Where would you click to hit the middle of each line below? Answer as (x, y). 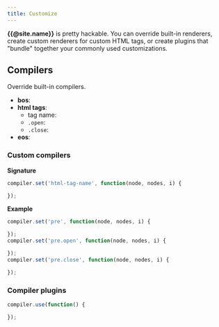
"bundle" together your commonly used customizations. (88, 48)
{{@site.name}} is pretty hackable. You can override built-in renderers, (110, 33)
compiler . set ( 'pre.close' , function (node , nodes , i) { (88, 260)
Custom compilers (39, 155)
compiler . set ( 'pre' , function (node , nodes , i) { (79, 222)
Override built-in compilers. (47, 87)
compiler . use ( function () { (46, 305)
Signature (22, 170)
